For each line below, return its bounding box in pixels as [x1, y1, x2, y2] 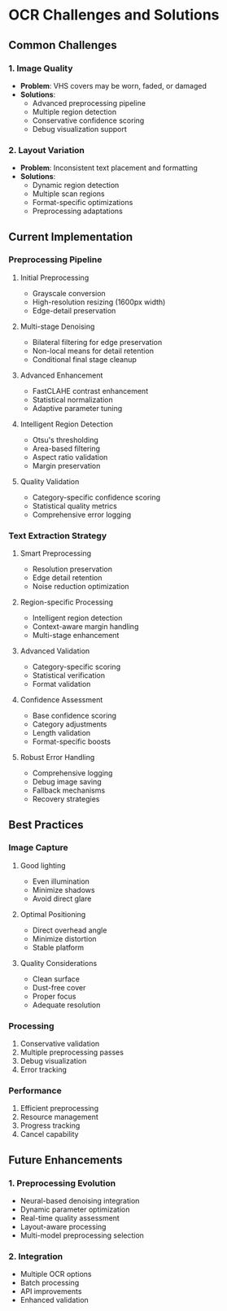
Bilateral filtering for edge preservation [32, 337, 163, 347]
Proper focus [32, 991, 76, 1001]
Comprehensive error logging [32, 509, 132, 519]
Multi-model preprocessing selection [20, 1230, 145, 1240]
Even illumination [32, 876, 89, 886]
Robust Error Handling [20, 753, 95, 763]
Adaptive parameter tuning [32, 403, 123, 413]
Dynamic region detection [32, 181, 120, 190]
